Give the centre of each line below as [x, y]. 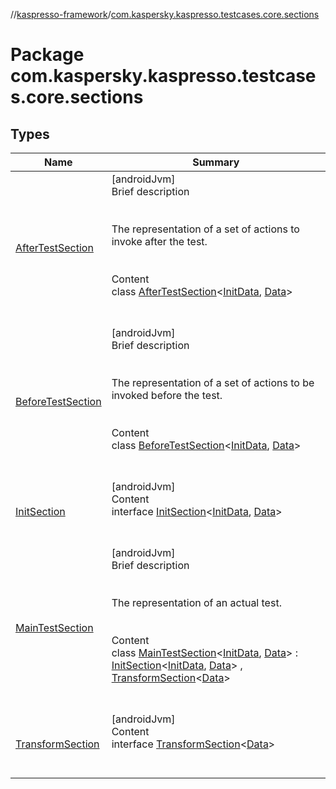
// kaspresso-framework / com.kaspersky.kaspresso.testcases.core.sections [165, 14]
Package [47, 55]
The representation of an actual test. [196, 602]
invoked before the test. [167, 395]
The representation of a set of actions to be [213, 382]
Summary [216, 162]
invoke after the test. [159, 241]
